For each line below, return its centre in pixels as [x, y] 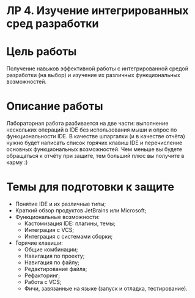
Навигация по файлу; [52, 263]
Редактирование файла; [56, 269]
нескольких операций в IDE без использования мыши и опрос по [92, 130]
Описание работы [55, 106]
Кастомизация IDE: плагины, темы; [70, 223]
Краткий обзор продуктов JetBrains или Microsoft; [81, 210]
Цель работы [42, 52]
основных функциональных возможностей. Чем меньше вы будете [94, 149]
